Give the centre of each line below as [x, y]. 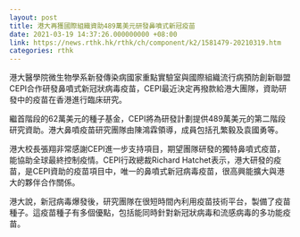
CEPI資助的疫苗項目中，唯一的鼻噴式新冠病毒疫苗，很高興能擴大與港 [159, 172]
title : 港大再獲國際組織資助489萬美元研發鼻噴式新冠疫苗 [103, 26]
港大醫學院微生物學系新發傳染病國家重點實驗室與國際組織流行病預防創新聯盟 [150, 78]
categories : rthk [42, 51]
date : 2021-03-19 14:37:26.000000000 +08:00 [93, 34]
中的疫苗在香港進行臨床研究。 [71, 100]
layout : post [33, 17]
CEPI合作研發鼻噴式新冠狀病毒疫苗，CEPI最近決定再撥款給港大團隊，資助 [144, 89]
